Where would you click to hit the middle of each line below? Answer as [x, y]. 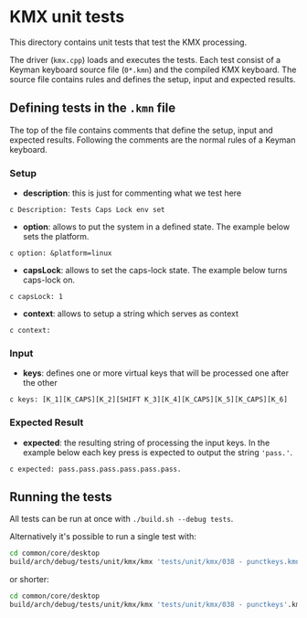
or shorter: [30, 580]
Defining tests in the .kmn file [93, 108]
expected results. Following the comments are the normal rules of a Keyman [153, 140]
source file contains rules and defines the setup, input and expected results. [153, 79]
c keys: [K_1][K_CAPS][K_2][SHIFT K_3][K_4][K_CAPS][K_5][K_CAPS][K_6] [148, 400]
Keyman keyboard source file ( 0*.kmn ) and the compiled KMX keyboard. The [153, 69]
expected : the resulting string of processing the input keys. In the [146, 442]
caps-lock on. [49, 280]
